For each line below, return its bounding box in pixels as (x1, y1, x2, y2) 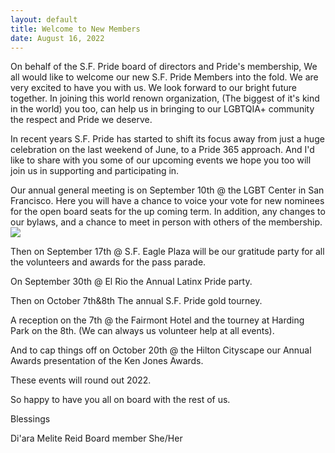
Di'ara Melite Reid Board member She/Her (10, 432, 183, 445)
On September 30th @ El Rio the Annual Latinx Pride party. (10, 276, 253, 288)
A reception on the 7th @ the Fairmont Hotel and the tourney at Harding (10, 314, 305, 326)
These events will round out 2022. (10, 374, 152, 386)
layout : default (10, 14, 78, 25)
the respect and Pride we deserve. (10, 114, 153, 126)
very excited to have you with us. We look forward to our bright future (10, 82, 297, 94)
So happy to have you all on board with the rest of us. (10, 394, 231, 406)
